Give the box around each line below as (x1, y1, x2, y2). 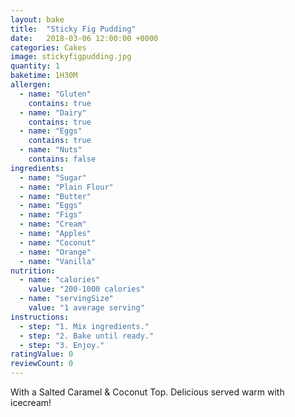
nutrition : (10, 266, 56, 276)
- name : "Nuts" (19, 145, 83, 155)
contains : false (28, 154, 97, 164)
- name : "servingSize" (19, 294, 114, 304)
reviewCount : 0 (10, 359, 74, 369)
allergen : (10, 80, 52, 90)
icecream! (10, 397, 52, 408)
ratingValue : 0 (10, 349, 74, 360)
